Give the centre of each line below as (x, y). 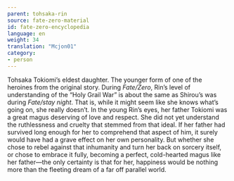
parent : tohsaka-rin (38, 14)
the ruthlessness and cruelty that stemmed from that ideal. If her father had (116, 125)
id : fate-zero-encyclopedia (48, 27)
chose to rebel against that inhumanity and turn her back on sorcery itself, (115, 147)
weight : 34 (23, 40)
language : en (26, 33)
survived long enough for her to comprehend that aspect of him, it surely (112, 132)
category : (22, 54)
